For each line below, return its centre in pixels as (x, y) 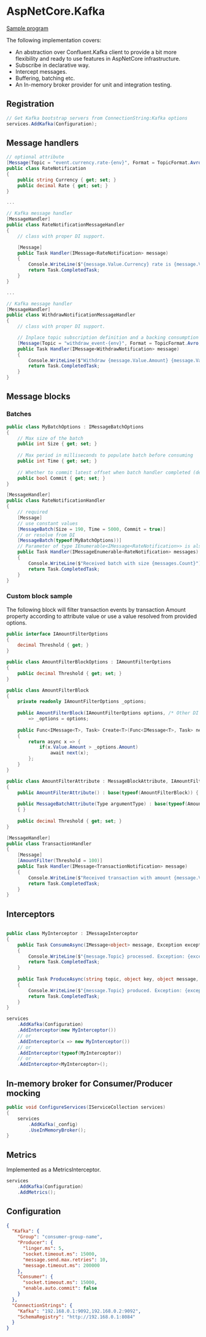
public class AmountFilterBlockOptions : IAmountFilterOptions (89, 662)
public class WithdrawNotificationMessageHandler (71, 315)
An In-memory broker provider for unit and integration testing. (93, 85)
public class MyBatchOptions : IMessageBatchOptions (75, 427)
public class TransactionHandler (49, 844)
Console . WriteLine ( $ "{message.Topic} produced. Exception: (105, 990)
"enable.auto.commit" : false (60, 1289)
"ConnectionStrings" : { (42, 1305)
